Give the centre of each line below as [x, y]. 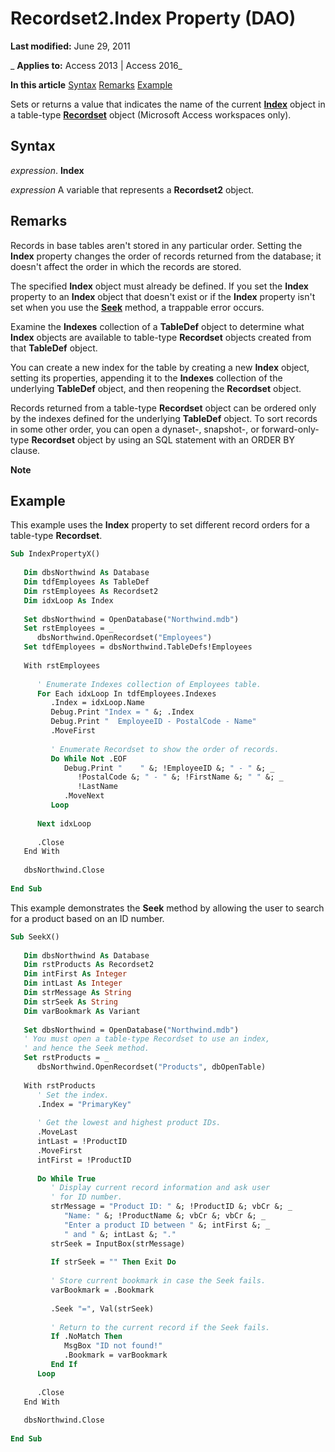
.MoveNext [84, 796]
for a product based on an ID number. [87, 918]
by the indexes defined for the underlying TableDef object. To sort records [164, 418]
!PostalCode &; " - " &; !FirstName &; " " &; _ [180, 777]
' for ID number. [86, 1197]
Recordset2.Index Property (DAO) [153, 18]
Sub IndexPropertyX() [55, 554]
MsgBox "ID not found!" [113, 1346]
